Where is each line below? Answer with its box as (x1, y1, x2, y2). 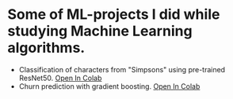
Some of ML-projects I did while (7, 5, 220, 24)
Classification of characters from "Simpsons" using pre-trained (18, 64, 226, 74)
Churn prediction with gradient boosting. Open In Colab (18, 81, 201, 91)
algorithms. (7, 39, 86, 57)
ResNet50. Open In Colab (18, 73, 102, 82)
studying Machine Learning (7, 22, 193, 40)
